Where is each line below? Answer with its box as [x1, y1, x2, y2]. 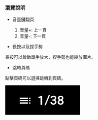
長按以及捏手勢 [12, 43, 43, 50]
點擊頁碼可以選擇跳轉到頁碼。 [5, 75, 65, 81]
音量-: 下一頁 [19, 33, 46, 39]
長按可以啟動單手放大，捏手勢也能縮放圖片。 [5, 54, 96, 60]
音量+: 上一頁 [19, 27, 47, 33]
